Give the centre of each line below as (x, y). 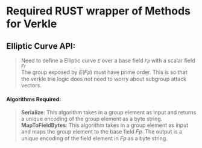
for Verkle (32, 24)
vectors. (31, 85)
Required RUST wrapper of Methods (99, 11)
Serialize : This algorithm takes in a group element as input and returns (109, 113)
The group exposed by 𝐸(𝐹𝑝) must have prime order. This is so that (104, 72)
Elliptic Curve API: (41, 46)
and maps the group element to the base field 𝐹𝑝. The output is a (102, 132)
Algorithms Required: (34, 99)
